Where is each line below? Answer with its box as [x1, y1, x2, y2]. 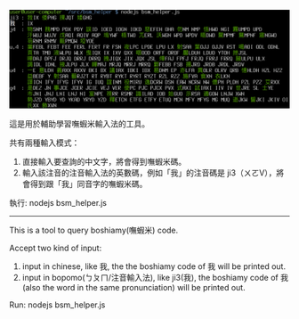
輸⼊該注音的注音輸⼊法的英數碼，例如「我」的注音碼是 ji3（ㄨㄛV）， [21, 168, 277, 178]
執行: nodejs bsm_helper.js [9, 198, 107, 209]
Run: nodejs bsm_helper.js [9, 299, 106, 310]
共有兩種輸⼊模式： [9, 137, 80, 148]
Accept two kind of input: [9, 242, 102, 254]
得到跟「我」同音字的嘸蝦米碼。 [29, 179, 148, 190]
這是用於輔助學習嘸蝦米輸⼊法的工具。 [9, 119, 149, 129]
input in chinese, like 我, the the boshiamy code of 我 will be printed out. [21, 261, 287, 272]
